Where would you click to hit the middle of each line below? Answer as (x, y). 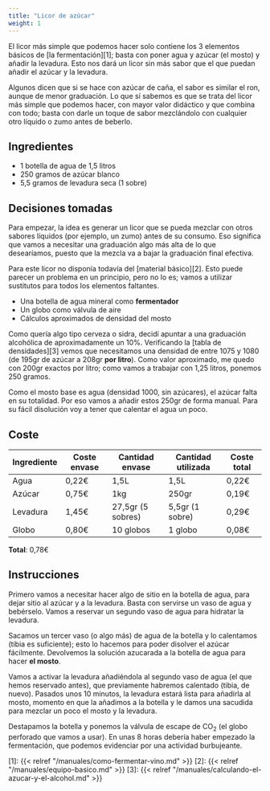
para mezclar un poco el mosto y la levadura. (83, 711)
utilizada (193, 467)
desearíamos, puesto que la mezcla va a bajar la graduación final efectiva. (131, 253)
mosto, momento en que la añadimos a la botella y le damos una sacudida (131, 702)
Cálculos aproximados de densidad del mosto (96, 319)
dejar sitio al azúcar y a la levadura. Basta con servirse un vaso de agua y (130, 602)
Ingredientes (41, 147)
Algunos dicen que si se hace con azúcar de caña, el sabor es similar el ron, (134, 87)
